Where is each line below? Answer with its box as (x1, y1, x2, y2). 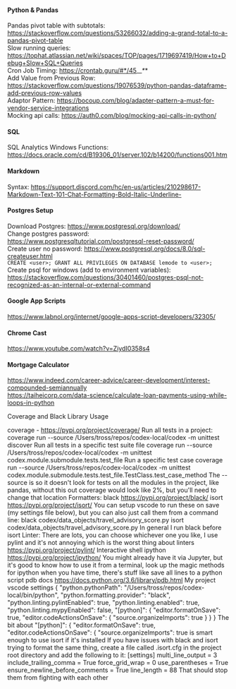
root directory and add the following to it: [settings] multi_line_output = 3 (7, 651, 218, 659)
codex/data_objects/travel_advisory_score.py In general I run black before (7, 523, 222, 532)
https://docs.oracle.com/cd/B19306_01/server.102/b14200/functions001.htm (7, 150, 228, 159)
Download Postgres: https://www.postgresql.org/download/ (7, 222, 181, 230)
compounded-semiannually (7, 383, 87, 392)
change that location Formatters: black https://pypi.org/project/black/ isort (7, 493, 223, 502)
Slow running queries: (7, 44, 71, 52)
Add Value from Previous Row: (7, 74, 96, 83)
